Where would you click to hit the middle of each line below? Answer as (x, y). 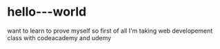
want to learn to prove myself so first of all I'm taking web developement (110, 31)
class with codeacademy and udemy (59, 37)
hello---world (47, 12)
